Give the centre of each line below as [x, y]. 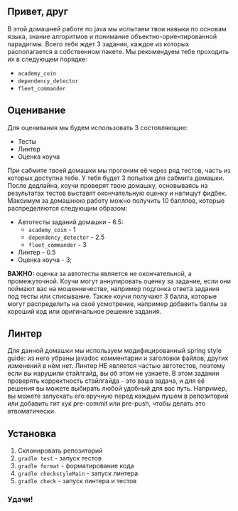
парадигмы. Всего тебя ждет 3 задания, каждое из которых [98, 44]
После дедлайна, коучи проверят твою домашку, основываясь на [108, 185]
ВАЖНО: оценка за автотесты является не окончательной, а [99, 273]
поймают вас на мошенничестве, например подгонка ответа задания [113, 288]
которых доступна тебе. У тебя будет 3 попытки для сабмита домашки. [116, 178]
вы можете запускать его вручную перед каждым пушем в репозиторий [118, 396]
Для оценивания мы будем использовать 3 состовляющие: [98, 127]
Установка [32, 433]
